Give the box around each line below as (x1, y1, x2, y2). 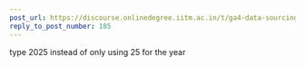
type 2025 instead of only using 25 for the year (9, 46, 186, 57)
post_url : (9, 13, 47, 23)
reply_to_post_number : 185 (9, 22, 112, 31)
